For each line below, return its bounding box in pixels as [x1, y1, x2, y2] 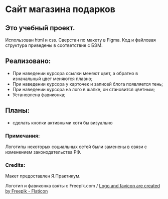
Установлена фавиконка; [12, 92, 66, 98]
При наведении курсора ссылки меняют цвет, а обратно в [12, 70, 138, 76]
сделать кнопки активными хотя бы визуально [12, 119, 113, 125]
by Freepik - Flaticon [5, 188, 48, 194]
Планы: [5, 106, 30, 115]
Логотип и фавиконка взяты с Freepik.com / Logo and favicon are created [5, 183, 160, 189]
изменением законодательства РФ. [5, 149, 82, 155]
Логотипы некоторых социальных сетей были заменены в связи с [5, 144, 147, 150]
